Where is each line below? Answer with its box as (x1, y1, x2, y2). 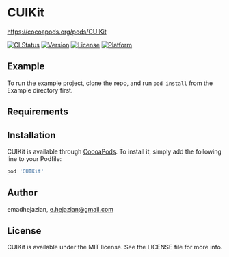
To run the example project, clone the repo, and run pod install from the (7, 79, 213, 87)
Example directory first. (7, 86, 73, 94)
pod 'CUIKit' (7, 168, 44, 175)
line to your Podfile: (7, 154, 62, 162)
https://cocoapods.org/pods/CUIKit (7, 27, 107, 36)
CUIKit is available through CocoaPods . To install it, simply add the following (7, 147, 222, 156)
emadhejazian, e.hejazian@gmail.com (7, 205, 114, 213)
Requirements (7, 106, 68, 118)
